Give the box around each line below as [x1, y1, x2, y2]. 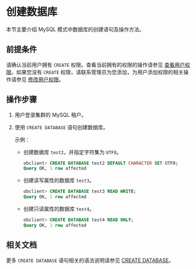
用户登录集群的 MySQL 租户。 [14, 111, 87, 118]
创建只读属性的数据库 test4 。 [23, 205, 95, 212]
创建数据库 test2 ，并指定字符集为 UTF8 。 [23, 149, 122, 156]
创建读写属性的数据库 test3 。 [23, 177, 95, 184]
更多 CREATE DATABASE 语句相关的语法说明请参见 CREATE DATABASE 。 [6, 257, 174, 264]
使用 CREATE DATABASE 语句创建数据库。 [14, 123, 109, 130]
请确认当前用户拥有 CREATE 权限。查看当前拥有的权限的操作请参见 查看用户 [6, 61, 185, 68]
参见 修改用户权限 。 [16, 75, 64, 82]
